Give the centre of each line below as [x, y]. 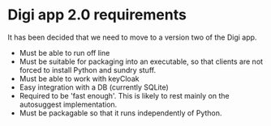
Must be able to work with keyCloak [79, 78]
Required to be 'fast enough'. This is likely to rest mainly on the [124, 95]
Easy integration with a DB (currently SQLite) [94, 87]
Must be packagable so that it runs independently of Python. [120, 113]
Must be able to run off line [65, 52]
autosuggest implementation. [68, 104]
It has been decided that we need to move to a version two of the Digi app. [132, 37]
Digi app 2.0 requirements [97, 15]
